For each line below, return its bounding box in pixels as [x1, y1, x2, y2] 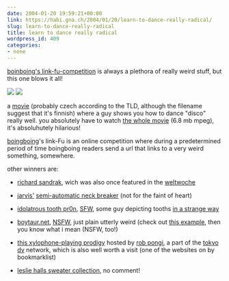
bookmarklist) [16, 253, 56, 261]
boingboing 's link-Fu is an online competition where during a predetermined [7, 136, 221, 145]
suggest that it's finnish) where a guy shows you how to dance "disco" [7, 109, 206, 117]
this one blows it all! [7, 74, 63, 82]
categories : [7, 42, 41, 49]
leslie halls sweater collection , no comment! [16, 266, 140, 274]
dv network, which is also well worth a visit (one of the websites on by [16, 245, 215, 254]
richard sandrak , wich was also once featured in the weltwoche [16, 178, 196, 186]
